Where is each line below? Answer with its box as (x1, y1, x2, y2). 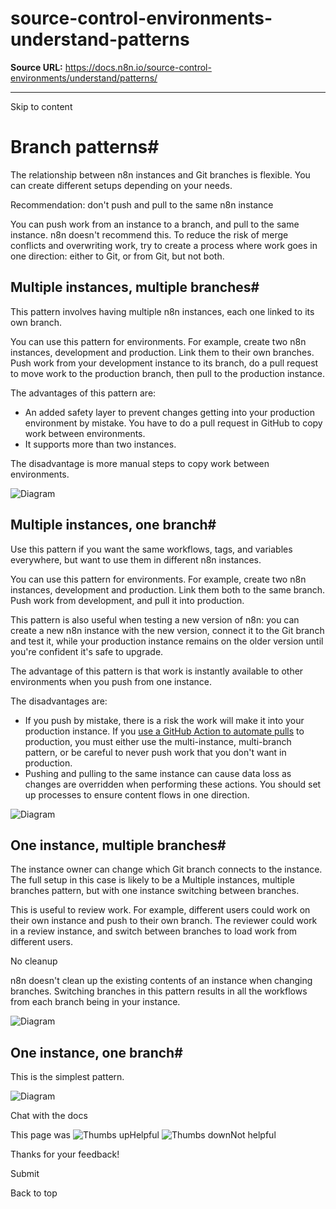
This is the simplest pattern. (10, 1071, 125, 1083)
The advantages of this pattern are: (10, 387, 157, 399)
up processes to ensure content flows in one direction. (24, 788, 250, 801)
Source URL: (10, 61, 63, 73)
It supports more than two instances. (24, 438, 177, 450)
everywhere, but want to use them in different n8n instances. (10, 553, 262, 566)
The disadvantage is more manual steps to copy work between (10, 457, 270, 469)
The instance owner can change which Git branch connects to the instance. (10, 863, 323, 876)
